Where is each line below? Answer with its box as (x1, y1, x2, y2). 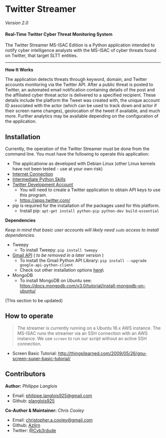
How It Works (5, 67, 34, 73)
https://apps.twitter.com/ (19, 197, 71, 203)
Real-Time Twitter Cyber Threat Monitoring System (5, 31, 113, 37)
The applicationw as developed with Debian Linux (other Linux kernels (12, 160, 156, 166)
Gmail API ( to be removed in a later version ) (12, 252, 104, 258)
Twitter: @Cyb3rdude (12, 427, 56, 433)
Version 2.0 (5, 20, 29, 26)
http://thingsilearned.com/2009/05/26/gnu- (58, 350, 147, 356)
